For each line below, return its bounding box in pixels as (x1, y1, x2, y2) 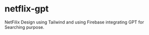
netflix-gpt (4, 3, 49, 14)
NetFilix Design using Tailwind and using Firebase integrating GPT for (4, 19, 145, 25)
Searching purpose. (4, 24, 44, 30)
